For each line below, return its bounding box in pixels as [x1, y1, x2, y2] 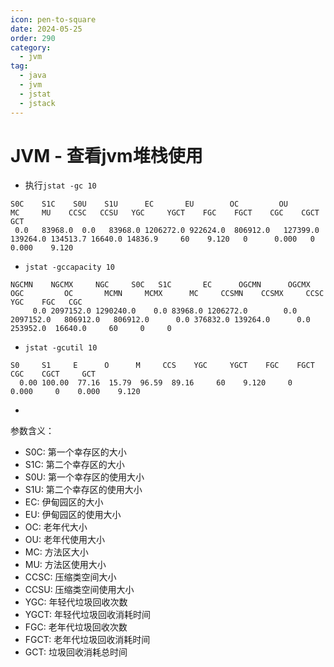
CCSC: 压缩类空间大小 [24, 571, 117, 583]
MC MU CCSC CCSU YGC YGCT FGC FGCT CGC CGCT [10, 208, 320, 218]
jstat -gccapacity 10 [24, 262, 115, 273]
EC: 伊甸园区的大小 [24, 496, 104, 508]
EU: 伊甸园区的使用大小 [24, 509, 122, 521]
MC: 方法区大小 [24, 546, 89, 558]
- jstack [19, 98, 56, 108]
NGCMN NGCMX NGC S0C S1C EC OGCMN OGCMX [10, 280, 311, 290]
